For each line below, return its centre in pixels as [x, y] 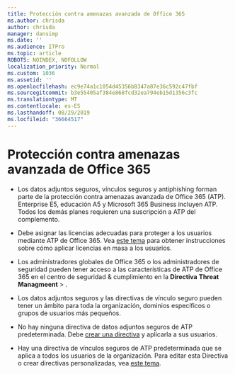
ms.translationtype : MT [42, 100]
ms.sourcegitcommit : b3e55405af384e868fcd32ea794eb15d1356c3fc [103, 93]
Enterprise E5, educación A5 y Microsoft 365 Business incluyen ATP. [117, 204]
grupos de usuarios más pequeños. [69, 313]
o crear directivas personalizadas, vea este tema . [89, 363]
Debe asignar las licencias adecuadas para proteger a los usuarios [115, 233]
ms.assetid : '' [30, 80]
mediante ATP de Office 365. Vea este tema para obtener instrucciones [121, 240]
